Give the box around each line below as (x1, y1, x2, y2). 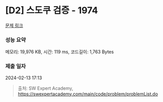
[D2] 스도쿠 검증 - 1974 (5, 5, 98, 16)
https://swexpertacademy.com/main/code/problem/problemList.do (17, 91, 158, 97)
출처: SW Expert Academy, (17, 85, 73, 91)
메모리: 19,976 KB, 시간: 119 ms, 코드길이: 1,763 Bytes (5, 49, 114, 55)
